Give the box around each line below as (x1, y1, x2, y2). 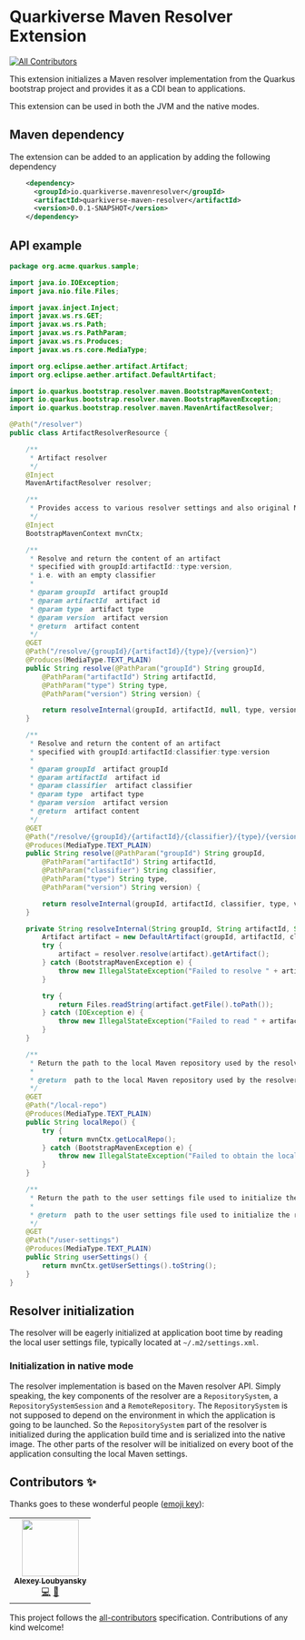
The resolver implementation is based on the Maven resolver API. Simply (9, 1381, 281, 1392)
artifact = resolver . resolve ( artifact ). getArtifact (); (57, 949, 271, 959)
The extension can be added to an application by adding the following (9, 151, 271, 162)
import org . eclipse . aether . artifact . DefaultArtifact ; (9, 370, 218, 380)
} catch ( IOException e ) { (42, 1008, 144, 1017)
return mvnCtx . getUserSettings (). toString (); (42, 1260, 218, 1270)
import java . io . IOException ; (9, 278, 120, 288)
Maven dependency (9, 127, 125, 143)
